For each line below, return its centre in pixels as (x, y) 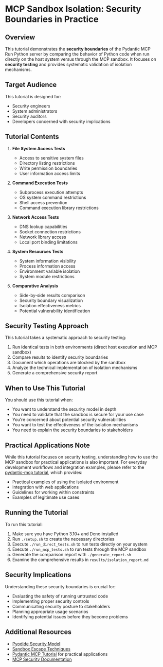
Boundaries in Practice (52, 19)
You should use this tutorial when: (39, 400)
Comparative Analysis (35, 286)
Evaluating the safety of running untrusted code (60, 596)
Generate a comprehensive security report (55, 373)
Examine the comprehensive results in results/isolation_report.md (80, 560)
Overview (20, 37)
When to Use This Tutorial (45, 388)
